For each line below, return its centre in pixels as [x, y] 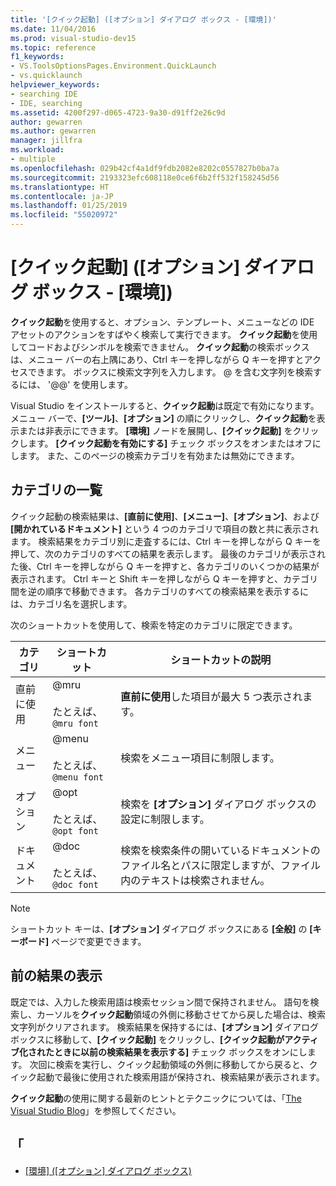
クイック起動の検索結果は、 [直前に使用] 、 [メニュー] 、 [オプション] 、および [165, 516]
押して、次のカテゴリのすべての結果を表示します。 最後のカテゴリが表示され [168, 553]
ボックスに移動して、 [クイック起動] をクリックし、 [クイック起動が [147, 1039]
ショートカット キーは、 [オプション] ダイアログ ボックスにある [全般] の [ [161, 928]
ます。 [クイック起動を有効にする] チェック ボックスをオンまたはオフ [170, 443]
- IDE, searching [46, 103]
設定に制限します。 [165, 819]
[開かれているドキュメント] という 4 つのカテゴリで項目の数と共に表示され [164, 528]
